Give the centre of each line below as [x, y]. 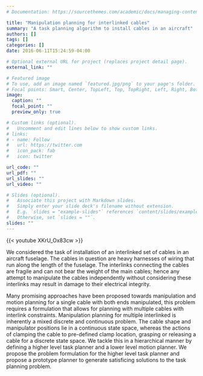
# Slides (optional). [34, 195]
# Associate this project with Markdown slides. [71, 201]
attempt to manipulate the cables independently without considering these [99, 278]
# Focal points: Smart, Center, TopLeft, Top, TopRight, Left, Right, [97, 89]
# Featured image [28, 78]
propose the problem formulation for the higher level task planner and [93, 353]
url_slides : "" [25, 179]
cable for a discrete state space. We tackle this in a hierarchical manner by [99, 340]
